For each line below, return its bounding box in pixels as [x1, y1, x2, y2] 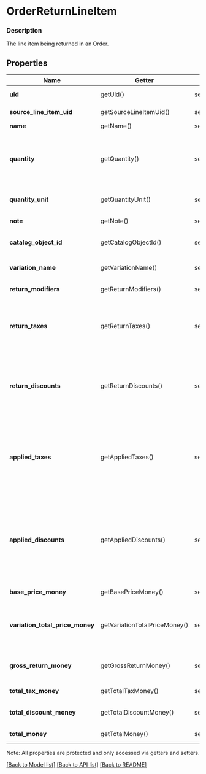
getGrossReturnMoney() [100, 661, 170, 670]
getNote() [100, 216, 129, 225]
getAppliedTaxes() [100, 453, 154, 461]
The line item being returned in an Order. [6, 40, 109, 47]
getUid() [100, 90, 124, 99]
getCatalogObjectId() [100, 238, 162, 247]
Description [6, 26, 42, 35]
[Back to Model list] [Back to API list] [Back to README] [6, 761, 147, 768]
